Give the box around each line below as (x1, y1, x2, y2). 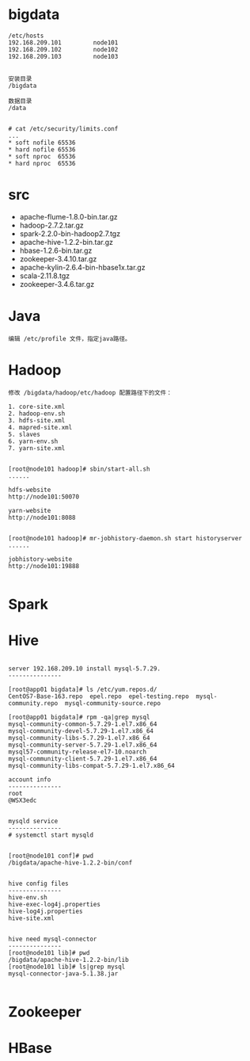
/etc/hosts (8, 32, 44, 40)
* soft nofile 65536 (8, 139, 77, 147)
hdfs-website (8, 486, 51, 494)
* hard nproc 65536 (8, 159, 77, 167)
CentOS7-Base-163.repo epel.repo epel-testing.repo (8, 692, 190, 700)
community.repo (8, 699, 59, 707)
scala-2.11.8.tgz (19, 271, 70, 281)
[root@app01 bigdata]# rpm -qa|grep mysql (8, 713, 150, 721)
